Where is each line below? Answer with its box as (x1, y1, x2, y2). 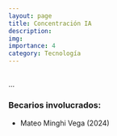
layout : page (8, 11, 52, 20)
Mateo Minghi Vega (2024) (19, 118, 111, 128)
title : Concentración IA (8, 19, 92, 28)
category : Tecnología (8, 49, 81, 57)
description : (8, 27, 52, 35)
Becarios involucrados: (8, 100, 102, 111)
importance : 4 (8, 42, 56, 50)
